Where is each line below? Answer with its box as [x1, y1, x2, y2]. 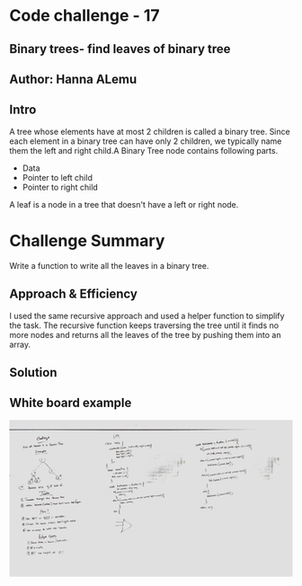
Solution [9, 365, 58, 380]
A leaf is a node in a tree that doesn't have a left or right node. [9, 199, 239, 209]
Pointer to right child [22, 182, 99, 192]
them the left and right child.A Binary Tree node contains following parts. [9, 145, 279, 155]
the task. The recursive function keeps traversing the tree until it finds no [9, 320, 280, 331]
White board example [9, 395, 132, 411]
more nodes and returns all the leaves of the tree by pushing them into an [9, 329, 281, 340]
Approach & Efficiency [9, 287, 138, 302]
